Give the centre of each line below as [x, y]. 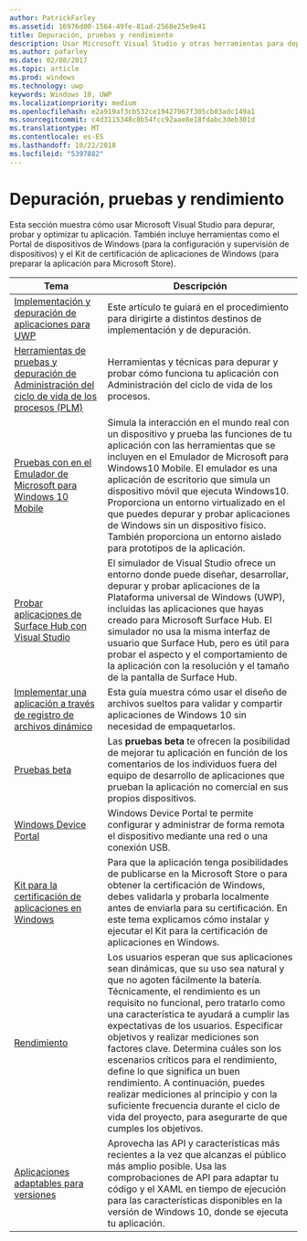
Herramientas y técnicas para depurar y [193, 362]
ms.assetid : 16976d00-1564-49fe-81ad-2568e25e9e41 [108, 27]
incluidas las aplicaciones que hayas [185, 609]
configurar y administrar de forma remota [196, 824]
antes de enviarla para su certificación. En [197, 907]
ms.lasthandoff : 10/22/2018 [63, 145]
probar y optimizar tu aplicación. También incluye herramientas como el [145, 234]
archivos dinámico [53, 726]
